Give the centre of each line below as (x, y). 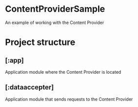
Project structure (40, 42)
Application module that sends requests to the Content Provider (69, 99)
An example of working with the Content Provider (55, 22)
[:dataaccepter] (30, 87)
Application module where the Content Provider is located (63, 72)
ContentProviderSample (55, 9)
